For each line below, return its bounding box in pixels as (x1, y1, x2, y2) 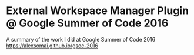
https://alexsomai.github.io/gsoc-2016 (6, 42, 99, 49)
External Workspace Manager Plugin (6, 4, 189, 18)
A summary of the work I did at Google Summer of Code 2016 (6, 36, 156, 43)
